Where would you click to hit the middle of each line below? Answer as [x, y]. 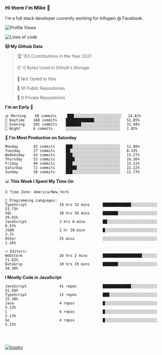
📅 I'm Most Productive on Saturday [41, 138]
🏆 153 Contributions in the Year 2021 [54, 56]
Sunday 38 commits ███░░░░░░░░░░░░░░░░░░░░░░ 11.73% [72, 172]
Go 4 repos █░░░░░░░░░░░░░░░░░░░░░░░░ [81, 320]
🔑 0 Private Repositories [41, 98]
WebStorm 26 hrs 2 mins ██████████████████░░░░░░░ [81, 256]
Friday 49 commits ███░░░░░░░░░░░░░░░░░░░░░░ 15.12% [72, 164]
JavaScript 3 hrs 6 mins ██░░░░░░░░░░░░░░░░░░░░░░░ [81, 222]
